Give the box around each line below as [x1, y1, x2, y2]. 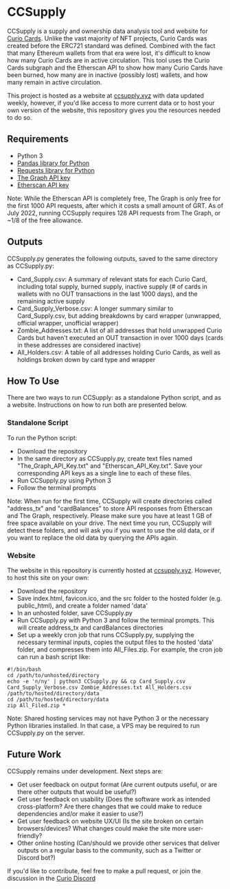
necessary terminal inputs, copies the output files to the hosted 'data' [16, 638, 214, 646]
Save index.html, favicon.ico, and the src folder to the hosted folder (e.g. [16, 594, 222, 602]
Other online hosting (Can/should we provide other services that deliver [16, 839, 220, 847]
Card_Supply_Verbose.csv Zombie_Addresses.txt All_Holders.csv [7, 684, 192, 691]
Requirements [7, 133, 69, 145]
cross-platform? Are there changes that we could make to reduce [16, 802, 203, 811]
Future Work [7, 749, 62, 760]
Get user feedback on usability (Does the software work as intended [16, 795, 211, 803]
